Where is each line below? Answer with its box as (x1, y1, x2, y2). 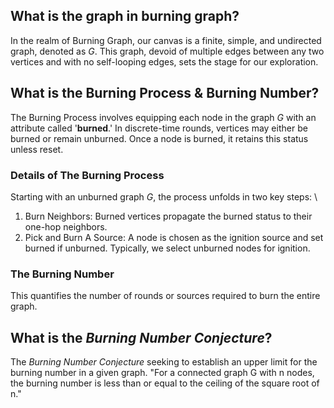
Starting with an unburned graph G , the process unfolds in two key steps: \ (10, 190, 318, 203)
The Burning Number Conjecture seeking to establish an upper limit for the (10, 356, 318, 368)
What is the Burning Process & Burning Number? (10, 85, 320, 102)
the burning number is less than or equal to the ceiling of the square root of (10, 377, 320, 389)
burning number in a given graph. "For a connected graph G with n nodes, (10, 367, 315, 379)
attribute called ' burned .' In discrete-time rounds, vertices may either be (10, 122, 308, 134)
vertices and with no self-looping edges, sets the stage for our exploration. (10, 55, 319, 68)
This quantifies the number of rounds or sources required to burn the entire (10, 290, 321, 302)
